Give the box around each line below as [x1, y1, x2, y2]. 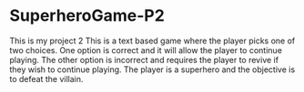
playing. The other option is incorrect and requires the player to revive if [9, 54, 279, 65]
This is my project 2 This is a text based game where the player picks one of [9, 35, 296, 46]
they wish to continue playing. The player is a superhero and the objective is [9, 64, 296, 75]
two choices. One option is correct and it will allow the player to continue [9, 44, 282, 55]
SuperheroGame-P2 [9, 5, 166, 26]
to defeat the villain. [9, 73, 84, 84]
